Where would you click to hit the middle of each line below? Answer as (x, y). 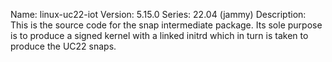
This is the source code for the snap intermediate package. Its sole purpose (166, 25)
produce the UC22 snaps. (63, 46)
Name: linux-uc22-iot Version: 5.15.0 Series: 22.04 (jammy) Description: (158, 14)
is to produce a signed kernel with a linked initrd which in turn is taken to (159, 35)
